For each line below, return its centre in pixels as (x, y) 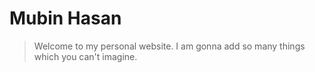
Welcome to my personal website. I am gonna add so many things (169, 46)
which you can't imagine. (85, 56)
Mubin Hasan (65, 18)
